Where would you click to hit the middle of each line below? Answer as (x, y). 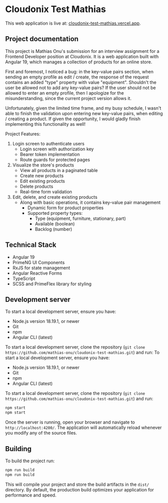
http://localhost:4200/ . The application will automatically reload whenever (83, 428)
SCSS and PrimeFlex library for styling (52, 284)
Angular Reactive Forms (37, 273)
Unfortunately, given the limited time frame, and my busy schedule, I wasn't (83, 108)
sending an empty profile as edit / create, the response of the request (77, 77)
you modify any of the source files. (41, 433)
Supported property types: (55, 213)
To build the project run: (30, 461)
